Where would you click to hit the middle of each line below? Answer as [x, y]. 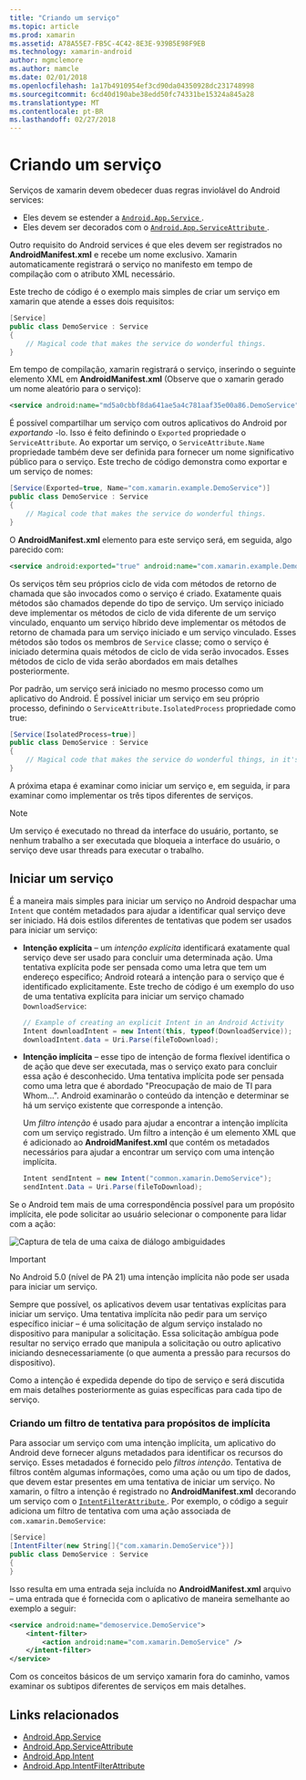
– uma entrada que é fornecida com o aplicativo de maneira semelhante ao [149, 1598]
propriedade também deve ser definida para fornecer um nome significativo [152, 452]
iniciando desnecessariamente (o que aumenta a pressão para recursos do [150, 1353]
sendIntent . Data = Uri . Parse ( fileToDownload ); [112, 1188]
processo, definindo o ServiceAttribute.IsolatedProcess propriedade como [153, 707]
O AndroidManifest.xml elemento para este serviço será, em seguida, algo [151, 539]
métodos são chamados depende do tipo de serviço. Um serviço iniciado [147, 602]
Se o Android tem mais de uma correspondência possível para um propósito [152, 1205]
